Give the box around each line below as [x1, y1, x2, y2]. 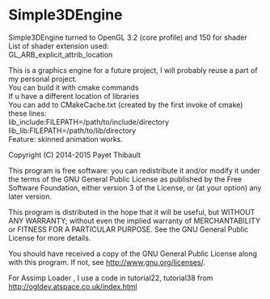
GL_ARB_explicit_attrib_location [8, 49, 113, 59]
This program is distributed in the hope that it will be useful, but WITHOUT [8, 207, 255, 216]
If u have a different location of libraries [8, 91, 140, 100]
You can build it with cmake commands [8, 83, 139, 92]
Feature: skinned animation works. [8, 134, 123, 143]
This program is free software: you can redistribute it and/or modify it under [8, 165, 260, 175]
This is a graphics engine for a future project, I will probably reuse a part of [8, 65, 258, 75]
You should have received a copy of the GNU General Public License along [8, 249, 257, 258]
